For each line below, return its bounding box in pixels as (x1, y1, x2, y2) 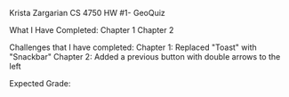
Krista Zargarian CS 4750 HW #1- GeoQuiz (9, 8, 166, 18)
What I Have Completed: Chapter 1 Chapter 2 (9, 25, 174, 35)
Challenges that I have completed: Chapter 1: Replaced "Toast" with (9, 42, 258, 53)
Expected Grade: (9, 78, 71, 88)
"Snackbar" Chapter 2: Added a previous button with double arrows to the (9, 52, 281, 61)
